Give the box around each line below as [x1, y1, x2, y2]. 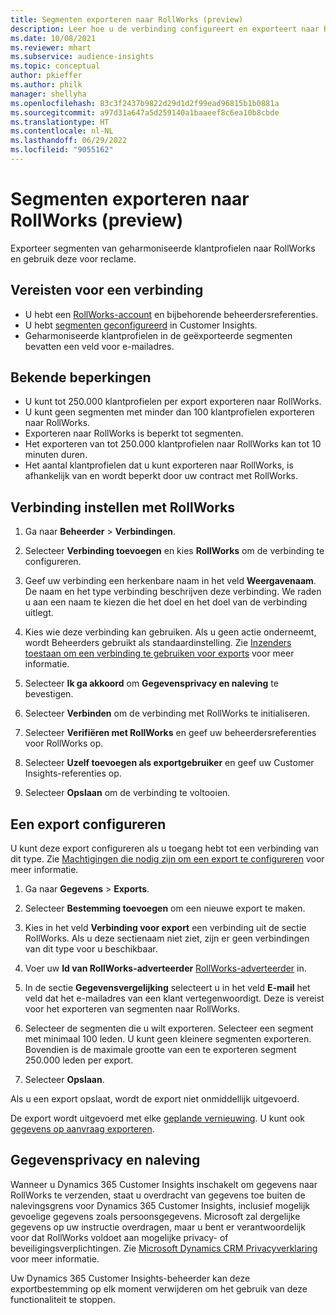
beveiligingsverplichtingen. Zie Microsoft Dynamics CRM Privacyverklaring [10, 1242, 318, 1254]
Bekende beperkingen [10, 369, 152, 386]
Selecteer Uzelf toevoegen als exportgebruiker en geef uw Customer [24, 757, 315, 769]
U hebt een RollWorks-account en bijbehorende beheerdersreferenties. [24, 308, 319, 320]
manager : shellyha [10, 89, 87, 99]
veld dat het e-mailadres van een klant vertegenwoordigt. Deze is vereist [24, 992, 325, 1005]
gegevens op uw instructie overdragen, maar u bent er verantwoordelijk [10, 1221, 306, 1233]
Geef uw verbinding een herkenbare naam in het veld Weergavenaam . [24, 575, 317, 587]
